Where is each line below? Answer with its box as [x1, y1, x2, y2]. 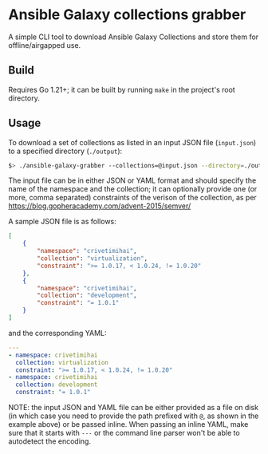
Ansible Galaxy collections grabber [8, 6, 246, 24]
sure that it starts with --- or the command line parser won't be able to [8, 428, 241, 438]
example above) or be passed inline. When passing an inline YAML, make [8, 420, 249, 429]
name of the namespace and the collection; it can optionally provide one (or [8, 184, 258, 194]
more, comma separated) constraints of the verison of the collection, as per [8, 193, 257, 203]
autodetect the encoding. [8, 436, 92, 446]
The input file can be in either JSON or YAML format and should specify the [8, 176, 257, 185]
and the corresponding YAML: [8, 328, 107, 338]
